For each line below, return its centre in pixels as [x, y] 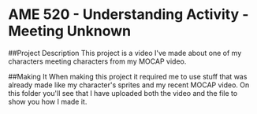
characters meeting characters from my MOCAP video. [97, 61]
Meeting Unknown [70, 31]
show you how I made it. [48, 101]
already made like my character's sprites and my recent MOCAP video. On [129, 85]
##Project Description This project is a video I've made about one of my [125, 53]
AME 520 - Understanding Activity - [128, 15]
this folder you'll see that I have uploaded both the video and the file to [123, 93]
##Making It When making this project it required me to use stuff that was [128, 76]
